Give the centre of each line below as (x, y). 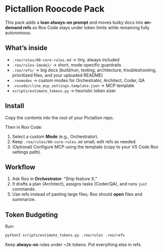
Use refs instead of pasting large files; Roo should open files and (77, 194)
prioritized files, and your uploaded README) (57, 75)
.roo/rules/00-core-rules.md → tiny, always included (66, 60)
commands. (24, 189)
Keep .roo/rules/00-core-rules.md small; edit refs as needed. (74, 141)
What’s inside (26, 48)
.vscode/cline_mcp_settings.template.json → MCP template (73, 85)
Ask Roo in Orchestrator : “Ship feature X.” (54, 179)
